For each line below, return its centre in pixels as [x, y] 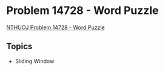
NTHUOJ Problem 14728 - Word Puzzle [56, 27]
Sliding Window [35, 61]
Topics [19, 46]
